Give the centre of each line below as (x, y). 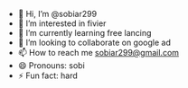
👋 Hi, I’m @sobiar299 (57, 14)
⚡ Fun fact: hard (48, 75)
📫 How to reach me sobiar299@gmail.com (98, 53)
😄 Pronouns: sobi (52, 66)
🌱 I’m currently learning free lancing (85, 33)
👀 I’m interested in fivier (62, 23)
